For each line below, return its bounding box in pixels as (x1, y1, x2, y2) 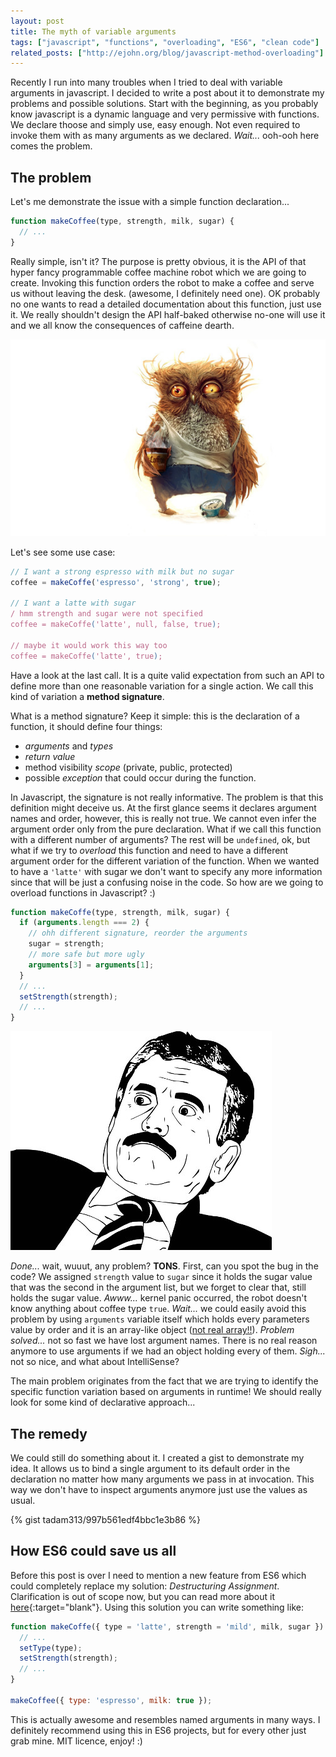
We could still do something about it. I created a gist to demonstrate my (10, 1452, 305, 1464)
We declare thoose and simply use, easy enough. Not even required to (10, 119, 301, 131)
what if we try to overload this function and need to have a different (10, 844, 289, 856)
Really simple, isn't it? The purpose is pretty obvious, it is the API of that (10, 255, 307, 267)
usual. (10, 1495, 36, 1506)
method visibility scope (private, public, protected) (24, 761, 233, 773)
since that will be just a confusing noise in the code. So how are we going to (10, 876, 324, 888)
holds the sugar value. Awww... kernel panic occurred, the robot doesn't (10, 1292, 308, 1304)
